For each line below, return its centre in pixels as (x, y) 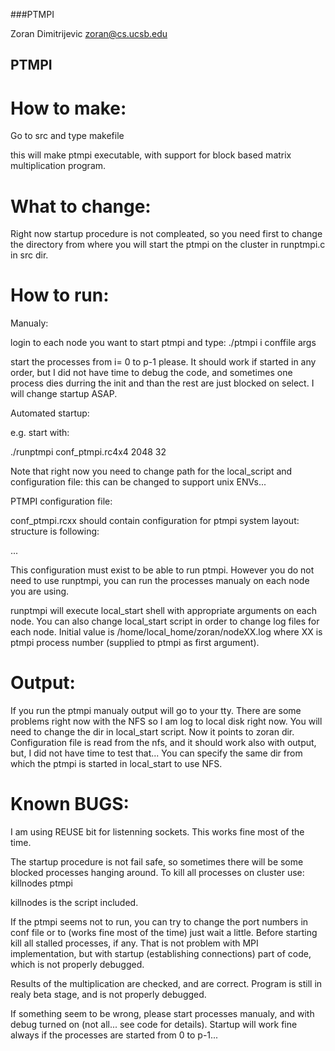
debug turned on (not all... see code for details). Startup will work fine (154, 1025)
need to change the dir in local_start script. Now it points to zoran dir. (152, 732)
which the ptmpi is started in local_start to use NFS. (116, 764)
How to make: (68, 108)
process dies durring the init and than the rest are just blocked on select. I (162, 383)
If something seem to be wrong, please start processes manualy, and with (162, 1014)
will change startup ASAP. (64, 394)
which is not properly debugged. (77, 965)
